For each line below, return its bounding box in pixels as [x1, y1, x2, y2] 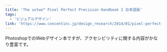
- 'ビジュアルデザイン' [9, 16, 52, 21]
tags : [5, 12, 16, 17]
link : [5, 21, 16, 26]
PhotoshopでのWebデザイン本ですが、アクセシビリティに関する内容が [5, 35, 150, 41]
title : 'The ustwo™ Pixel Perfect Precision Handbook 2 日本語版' [5, 7, 143, 12]
